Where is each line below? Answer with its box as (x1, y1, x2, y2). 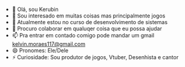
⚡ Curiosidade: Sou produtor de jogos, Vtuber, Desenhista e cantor (11, 54, 179, 60)
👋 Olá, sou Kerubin (11, 6, 59, 13)
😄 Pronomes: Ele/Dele (11, 47, 68, 54)
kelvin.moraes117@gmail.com (11, 40, 86, 48)
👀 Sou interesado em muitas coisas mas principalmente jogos (11, 12, 166, 19)
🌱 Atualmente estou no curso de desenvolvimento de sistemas (11, 19, 168, 25)
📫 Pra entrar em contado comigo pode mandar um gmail (11, 32, 155, 39)
